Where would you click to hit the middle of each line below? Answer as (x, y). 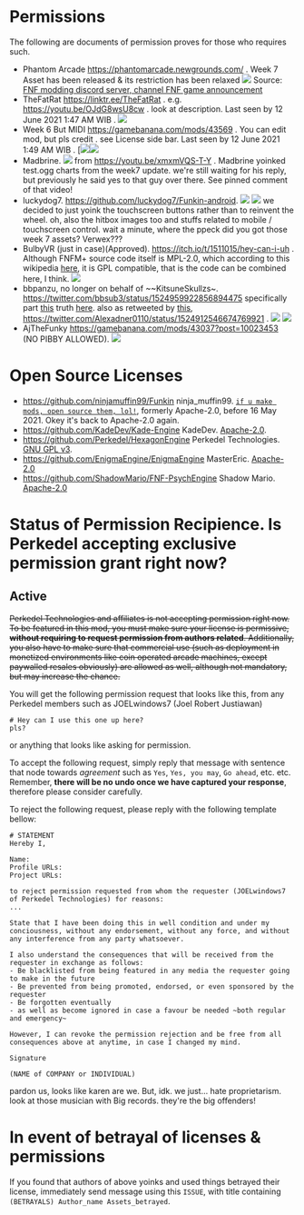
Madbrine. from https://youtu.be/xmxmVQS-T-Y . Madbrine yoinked (154, 160)
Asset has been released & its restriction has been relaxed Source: (152, 80)
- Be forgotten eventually (60, 1002)
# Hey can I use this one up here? (77, 720)
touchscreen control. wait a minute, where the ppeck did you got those (155, 229)
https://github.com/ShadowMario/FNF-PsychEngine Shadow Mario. (149, 478)
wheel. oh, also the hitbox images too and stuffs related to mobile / (147, 219)
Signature (28, 1058)
